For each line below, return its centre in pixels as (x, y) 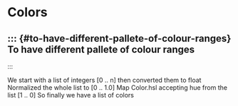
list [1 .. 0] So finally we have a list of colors (71, 95)
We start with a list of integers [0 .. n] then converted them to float (104, 80)
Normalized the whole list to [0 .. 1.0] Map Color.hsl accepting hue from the (118, 88)
